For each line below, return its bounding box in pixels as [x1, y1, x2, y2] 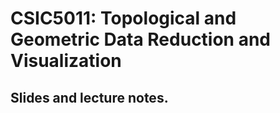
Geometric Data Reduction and [10, 28, 272, 51]
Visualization [10, 50, 122, 72]
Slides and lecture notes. [10, 89, 169, 106]
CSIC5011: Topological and [10, 7, 237, 30]
